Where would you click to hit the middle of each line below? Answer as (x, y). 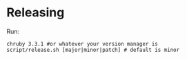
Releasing (36, 13)
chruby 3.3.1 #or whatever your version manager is (82, 44)
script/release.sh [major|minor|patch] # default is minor (93, 50)
